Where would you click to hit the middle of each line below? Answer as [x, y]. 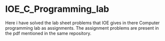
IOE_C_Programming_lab [57, 9]
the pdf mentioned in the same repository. [48, 33]
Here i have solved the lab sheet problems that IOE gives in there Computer [82, 23]
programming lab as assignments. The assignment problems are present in [82, 28]
